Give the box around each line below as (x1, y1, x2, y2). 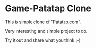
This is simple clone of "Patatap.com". (5, 19, 81, 24)
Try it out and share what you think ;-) (5, 37, 81, 43)
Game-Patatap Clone (5, 3, 91, 14)
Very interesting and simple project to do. (5, 28, 88, 34)
